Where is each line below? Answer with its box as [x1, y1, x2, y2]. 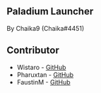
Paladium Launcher [6, 6, 94, 17]
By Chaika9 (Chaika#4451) [6, 24, 85, 32]
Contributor [6, 45, 59, 57]
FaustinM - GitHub [16, 78, 71, 86]
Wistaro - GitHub [16, 63, 66, 71]
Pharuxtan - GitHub [16, 70, 74, 79]
